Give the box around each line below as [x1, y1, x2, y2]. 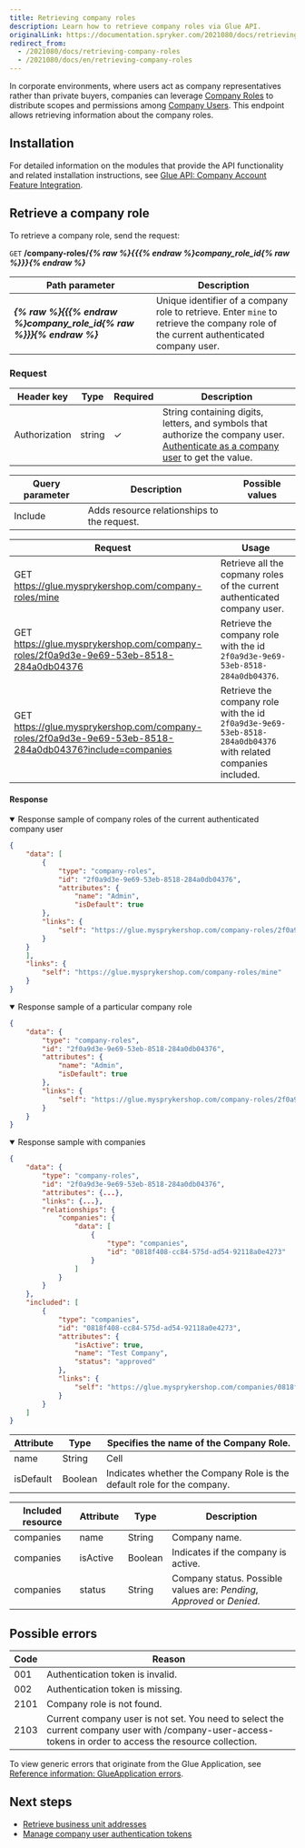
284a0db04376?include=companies [14, 743, 172, 756]
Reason [152, 1652, 186, 1665]
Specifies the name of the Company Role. [107, 1437, 290, 1450]
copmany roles [221, 567, 284, 580]
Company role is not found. [46, 1698, 162, 1711]
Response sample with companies [17, 1137, 146, 1148]
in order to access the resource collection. [77, 1735, 258, 1748]
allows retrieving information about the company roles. [9, 110, 214, 120]
